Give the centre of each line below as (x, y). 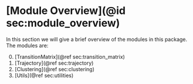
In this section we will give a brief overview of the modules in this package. (97, 39)
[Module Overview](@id (66, 11)
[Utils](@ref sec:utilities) (44, 75)
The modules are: (27, 45)
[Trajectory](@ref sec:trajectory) (54, 63)
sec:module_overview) (63, 23)
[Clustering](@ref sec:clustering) (55, 69)
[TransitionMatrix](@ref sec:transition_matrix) (70, 57)
